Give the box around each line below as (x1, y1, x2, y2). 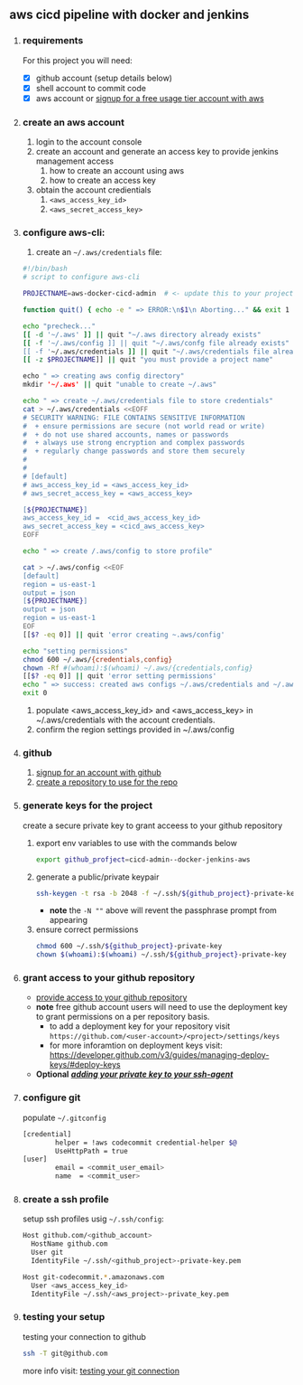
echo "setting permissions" (22, 646, 128, 655)
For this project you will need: (22, 54, 133, 66)
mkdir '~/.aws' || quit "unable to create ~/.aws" (22, 380, 217, 390)
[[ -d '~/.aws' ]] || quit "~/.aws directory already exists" (22, 330, 262, 339)
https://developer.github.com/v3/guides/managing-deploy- (49, 1050, 270, 1060)
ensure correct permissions (35, 924, 139, 935)
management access (35, 155, 115, 166)
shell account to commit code (35, 82, 147, 93)
